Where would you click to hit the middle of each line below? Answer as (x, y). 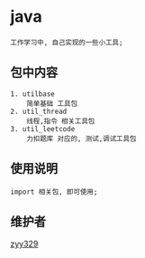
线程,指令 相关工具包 (61, 121)
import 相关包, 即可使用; (54, 192)
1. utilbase (32, 94)
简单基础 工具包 (52, 103)
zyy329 (24, 244)
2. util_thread (39, 111)
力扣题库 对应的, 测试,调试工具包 (82, 139)
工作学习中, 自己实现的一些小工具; (67, 43)
